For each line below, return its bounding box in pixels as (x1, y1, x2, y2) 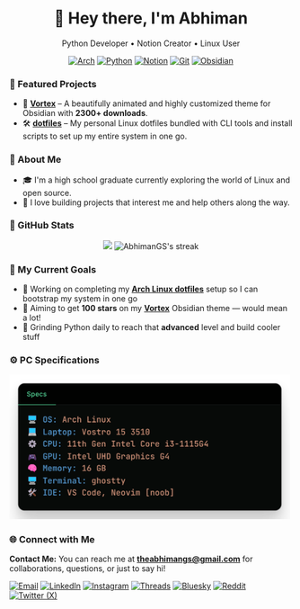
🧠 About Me (9, 153, 62, 166)
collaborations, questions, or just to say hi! (9, 563, 166, 574)
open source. (22, 187, 72, 198)
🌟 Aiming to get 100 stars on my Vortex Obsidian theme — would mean (22, 303, 288, 314)
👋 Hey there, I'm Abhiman (53, 8, 249, 29)
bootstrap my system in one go (22, 293, 137, 304)
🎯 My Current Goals (9, 263, 97, 275)
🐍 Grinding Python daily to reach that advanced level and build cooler (22, 322, 281, 333)
